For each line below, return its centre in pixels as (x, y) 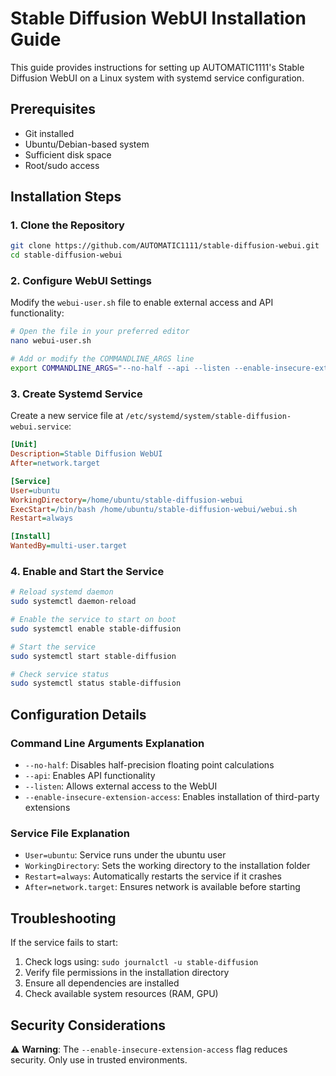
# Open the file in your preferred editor (100, 332)
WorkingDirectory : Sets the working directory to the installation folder (167, 866)
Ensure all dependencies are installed (102, 983)
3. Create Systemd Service (76, 394)
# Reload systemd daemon (62, 592)
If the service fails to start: (64, 943)
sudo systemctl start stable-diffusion (93, 656)
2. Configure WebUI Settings (81, 281)
